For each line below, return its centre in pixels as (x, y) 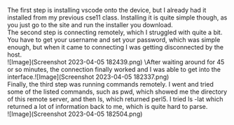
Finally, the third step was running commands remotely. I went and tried (110, 84)
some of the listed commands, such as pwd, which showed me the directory (117, 91)
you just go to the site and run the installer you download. (90, 25)
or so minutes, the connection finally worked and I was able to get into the (114, 69)
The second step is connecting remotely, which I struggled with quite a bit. (115, 32)
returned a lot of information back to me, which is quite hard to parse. (108, 106)
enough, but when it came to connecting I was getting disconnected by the (116, 47)
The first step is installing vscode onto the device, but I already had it (107, 10)
